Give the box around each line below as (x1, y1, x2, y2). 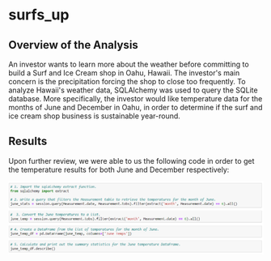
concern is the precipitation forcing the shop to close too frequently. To (8, 77, 246, 86)
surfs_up (8, 6, 70, 24)
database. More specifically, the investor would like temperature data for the (8, 94, 263, 103)
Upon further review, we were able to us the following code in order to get (8, 156, 255, 165)
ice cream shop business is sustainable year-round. (8, 111, 180, 121)
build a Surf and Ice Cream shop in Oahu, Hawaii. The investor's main (8, 68, 240, 78)
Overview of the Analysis (8, 38, 139, 52)
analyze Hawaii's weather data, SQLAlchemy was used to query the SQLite (8, 85, 258, 95)
